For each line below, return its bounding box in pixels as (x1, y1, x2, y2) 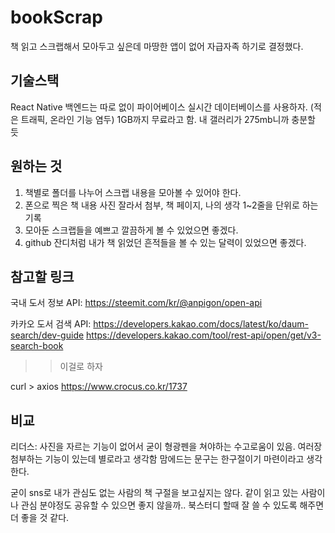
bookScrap (10, 6, 103, 29)
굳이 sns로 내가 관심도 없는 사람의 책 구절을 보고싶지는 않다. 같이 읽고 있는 (10, 487, 299, 499)
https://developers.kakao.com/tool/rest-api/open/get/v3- (86, 329, 322, 341)
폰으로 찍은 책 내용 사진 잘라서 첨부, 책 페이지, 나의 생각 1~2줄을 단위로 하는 (24, 199, 319, 211)
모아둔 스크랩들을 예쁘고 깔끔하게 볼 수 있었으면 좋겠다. (24, 224, 239, 236)
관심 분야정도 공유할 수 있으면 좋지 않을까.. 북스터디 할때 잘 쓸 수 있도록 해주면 (20, 499, 325, 511)
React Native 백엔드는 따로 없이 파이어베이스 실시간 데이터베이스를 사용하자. (10, 101, 308, 113)
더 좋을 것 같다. (10, 512, 70, 524)
